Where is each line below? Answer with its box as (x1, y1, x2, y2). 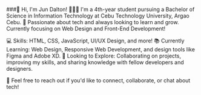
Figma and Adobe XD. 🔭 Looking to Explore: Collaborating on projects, (6, 52, 182, 59)
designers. (6, 65, 33, 72)
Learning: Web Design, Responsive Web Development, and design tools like (6, 46, 196, 53)
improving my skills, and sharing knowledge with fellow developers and (6, 59, 184, 66)
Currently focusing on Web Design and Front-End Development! (6, 25, 166, 32)
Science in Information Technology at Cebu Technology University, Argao (6, 12, 189, 19)
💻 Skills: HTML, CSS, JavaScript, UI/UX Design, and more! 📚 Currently (6, 37, 185, 44)
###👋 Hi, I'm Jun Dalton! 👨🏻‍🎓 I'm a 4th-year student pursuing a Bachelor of (6, 6, 195, 13)
